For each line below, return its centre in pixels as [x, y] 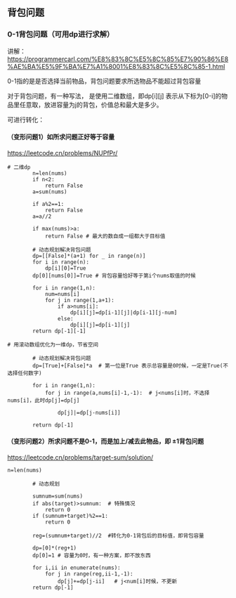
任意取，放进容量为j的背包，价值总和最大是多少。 [91, 105]
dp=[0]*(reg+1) [55, 548]
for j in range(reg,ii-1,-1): [89, 574]
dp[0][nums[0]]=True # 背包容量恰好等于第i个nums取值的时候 [114, 275]
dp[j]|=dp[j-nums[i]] [89, 412]
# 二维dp [19, 167]
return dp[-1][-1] [59, 331]
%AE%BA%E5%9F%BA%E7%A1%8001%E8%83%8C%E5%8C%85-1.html [116, 66]
